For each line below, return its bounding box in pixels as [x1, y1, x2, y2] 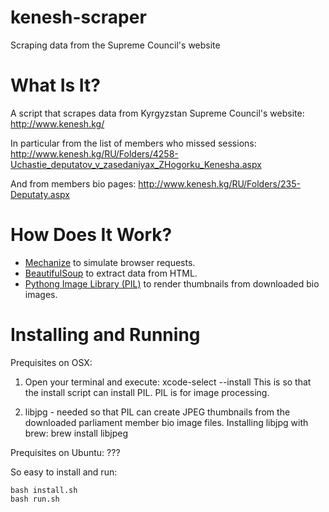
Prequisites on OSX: [10, 356, 93, 368]
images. [24, 288, 58, 300]
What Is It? [10, 74, 101, 97]
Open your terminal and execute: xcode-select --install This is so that [24, 376, 312, 388]
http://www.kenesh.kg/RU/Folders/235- [138, 177, 301, 190]
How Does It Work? [10, 224, 173, 246]
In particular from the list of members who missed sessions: [10, 137, 257, 149]
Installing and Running [10, 324, 201, 346]
